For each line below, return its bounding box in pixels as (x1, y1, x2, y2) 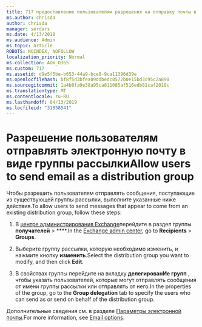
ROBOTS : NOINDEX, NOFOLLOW (6, 49, 75, 55)
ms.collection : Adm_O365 (6, 59, 69, 66)
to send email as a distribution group (6, 169, 194, 183)
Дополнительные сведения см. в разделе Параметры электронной (6, 308, 182, 315)
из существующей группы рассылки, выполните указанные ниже (6, 196, 177, 203)
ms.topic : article (6, 43, 53, 49)
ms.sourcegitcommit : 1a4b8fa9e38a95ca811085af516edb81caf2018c (6, 83, 170, 89)
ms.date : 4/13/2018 (6, 32, 56, 38)
